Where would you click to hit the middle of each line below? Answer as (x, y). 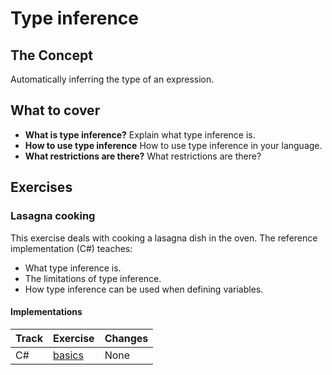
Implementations (46, 312)
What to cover (55, 110)
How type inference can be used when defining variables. (144, 289)
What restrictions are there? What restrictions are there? (143, 156)
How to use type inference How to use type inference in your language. (173, 145)
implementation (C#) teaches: (71, 248)
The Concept (51, 55)
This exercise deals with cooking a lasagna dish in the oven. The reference (164, 238)
